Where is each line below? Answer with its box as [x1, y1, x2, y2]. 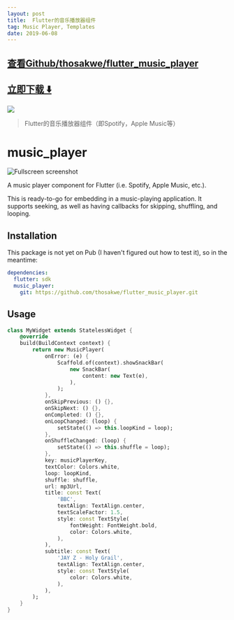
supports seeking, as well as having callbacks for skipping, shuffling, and [7, 202, 218, 211]
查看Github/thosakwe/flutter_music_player [7, 57, 199, 69]
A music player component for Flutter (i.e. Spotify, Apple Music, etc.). [7, 181, 207, 190]
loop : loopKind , [44, 470, 92, 477]
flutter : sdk [13, 276, 52, 283]
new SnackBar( [69, 365, 111, 373]
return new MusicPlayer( [32, 346, 105, 353]
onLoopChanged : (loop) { [44, 418, 117, 425]
